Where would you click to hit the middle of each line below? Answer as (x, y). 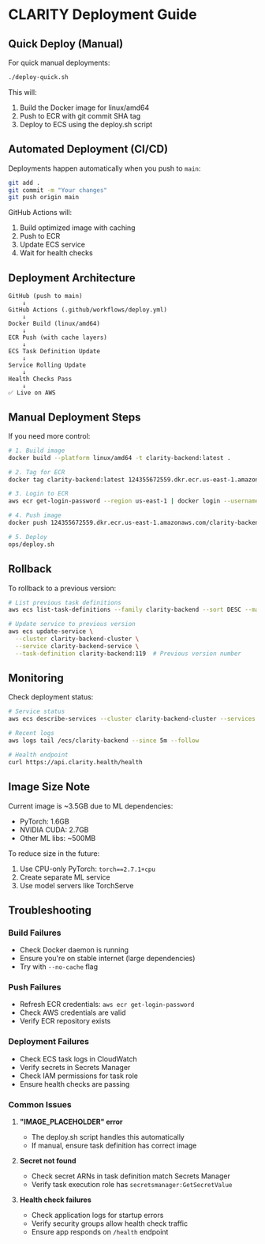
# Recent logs (32, 733)
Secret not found (48, 1161)
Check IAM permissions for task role (79, 1076)
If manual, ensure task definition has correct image (114, 1146)
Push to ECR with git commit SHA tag (80, 115)
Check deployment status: (51, 697)
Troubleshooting (50, 910)
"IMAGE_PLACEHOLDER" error (71, 1122)
